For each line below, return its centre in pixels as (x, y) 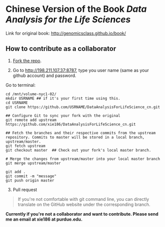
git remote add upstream (31, 120)
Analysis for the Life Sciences (68, 19)
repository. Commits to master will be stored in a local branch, (75, 137)
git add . (16, 172)
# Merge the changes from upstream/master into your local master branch (83, 159)
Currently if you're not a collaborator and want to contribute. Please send (82, 214)
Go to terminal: (21, 85)
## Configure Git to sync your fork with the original (63, 115)
